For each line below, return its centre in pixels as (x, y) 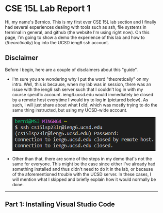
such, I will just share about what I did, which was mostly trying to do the (85, 105)
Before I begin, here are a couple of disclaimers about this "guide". (72, 70)
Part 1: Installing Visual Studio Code (60, 204)
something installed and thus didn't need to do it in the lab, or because (82, 169)
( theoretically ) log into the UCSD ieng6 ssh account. (57, 42)
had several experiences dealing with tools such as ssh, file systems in (76, 27)
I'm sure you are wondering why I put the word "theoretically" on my (80, 79)
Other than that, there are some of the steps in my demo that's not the (82, 159)
